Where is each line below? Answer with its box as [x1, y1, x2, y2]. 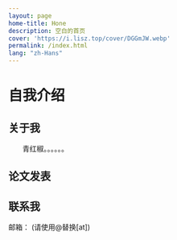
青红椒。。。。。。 [23, 144, 68, 153]
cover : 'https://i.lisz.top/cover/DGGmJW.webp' [8, 34, 171, 43]
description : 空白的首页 [8, 27, 86, 35]
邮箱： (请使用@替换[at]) [8, 222, 91, 232]
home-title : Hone [8, 19, 67, 27]
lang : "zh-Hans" [8, 49, 63, 57]
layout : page [8, 11, 52, 20]
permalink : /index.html [8, 42, 88, 50]
